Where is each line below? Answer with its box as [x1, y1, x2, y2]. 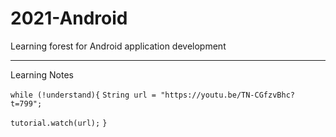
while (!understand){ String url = [10, 90, 157, 100]
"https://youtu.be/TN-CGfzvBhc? [160, 90, 295, 100]
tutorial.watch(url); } [10, 118, 108, 128]
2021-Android [10, 7, 128, 30]
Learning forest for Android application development [10, 40, 227, 52]
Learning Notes [10, 68, 74, 81]
